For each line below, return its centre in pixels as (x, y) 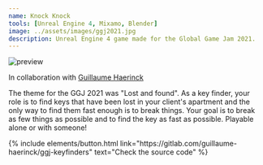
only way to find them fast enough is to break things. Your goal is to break (132, 111)
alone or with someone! (48, 128)
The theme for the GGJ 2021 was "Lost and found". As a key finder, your (129, 93)
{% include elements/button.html (64, 144)
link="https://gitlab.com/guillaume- (179, 144)
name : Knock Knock (39, 16)
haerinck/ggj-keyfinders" (51, 152)
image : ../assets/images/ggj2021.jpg (72, 31)
